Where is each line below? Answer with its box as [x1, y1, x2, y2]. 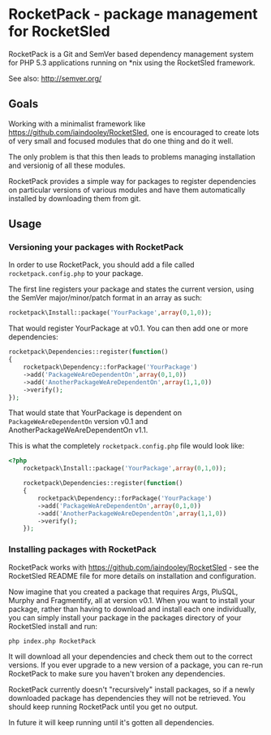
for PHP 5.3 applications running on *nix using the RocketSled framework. [8, 58, 256, 68]
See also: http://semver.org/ [8, 73, 102, 83]
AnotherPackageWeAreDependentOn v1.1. [8, 425, 148, 435]
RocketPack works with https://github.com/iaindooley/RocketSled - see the [8, 562, 260, 572]
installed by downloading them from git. [8, 193, 141, 203]
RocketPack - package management [8, 5, 258, 24]
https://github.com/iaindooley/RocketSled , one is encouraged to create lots [8, 127, 260, 137]
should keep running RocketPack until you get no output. [8, 702, 199, 711]
